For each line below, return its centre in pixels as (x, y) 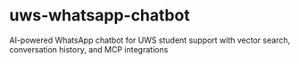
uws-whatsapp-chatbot (100, 16)
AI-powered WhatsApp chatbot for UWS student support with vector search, (150, 40)
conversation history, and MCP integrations (89, 49)
